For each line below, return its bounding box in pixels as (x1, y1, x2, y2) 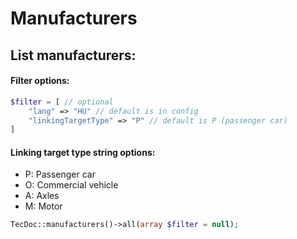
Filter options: (10, 75, 70, 87)
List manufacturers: (10, 47, 137, 64)
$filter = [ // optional (10, 97, 114, 107)
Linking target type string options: (10, 146, 156, 158)
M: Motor (24, 200, 63, 212)
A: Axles (24, 190, 60, 202)
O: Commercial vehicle (24, 179, 119, 191)
